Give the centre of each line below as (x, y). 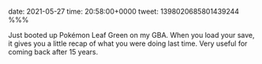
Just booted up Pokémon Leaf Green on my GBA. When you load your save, (131, 35)
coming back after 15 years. (53, 52)
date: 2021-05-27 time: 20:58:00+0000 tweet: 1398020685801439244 (124, 11)
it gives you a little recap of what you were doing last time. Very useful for (128, 43)
